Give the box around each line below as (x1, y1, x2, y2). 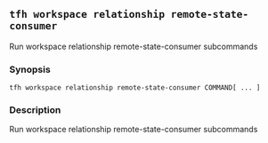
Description (9, 104, 61, 116)
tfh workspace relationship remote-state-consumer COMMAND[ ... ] (9, 83, 261, 92)
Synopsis (9, 63, 51, 75)
